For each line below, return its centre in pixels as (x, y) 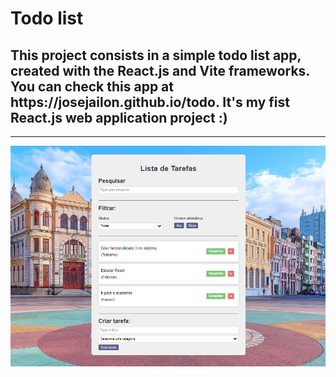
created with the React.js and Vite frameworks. (160, 70)
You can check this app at (92, 86)
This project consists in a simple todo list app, (156, 55)
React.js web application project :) (119, 117)
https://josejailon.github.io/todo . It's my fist (150, 102)
